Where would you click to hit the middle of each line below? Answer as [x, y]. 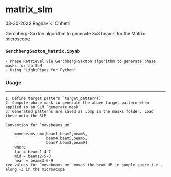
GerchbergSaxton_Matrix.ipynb [43, 51]
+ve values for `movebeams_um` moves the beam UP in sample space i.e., [84, 165]
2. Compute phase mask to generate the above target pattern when [77, 103]
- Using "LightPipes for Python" [41, 70]
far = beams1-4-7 [33, 152]
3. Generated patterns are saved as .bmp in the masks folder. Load [79, 111]
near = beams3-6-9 [34, 160]
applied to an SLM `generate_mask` [43, 107]
